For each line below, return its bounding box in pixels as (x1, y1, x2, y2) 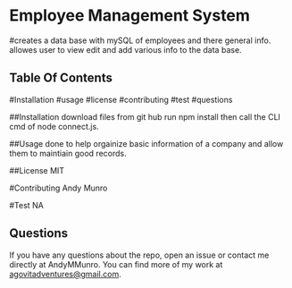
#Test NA (9, 199, 45, 210)
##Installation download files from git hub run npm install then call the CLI (9, 111, 281, 122)
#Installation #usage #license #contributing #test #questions (9, 94, 233, 105)
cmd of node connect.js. (9, 121, 100, 131)
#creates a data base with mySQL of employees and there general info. (9, 35, 271, 46)
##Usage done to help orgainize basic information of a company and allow (9, 138, 284, 148)
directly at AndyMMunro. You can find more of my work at (9, 258, 223, 269)
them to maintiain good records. (9, 148, 127, 158)
